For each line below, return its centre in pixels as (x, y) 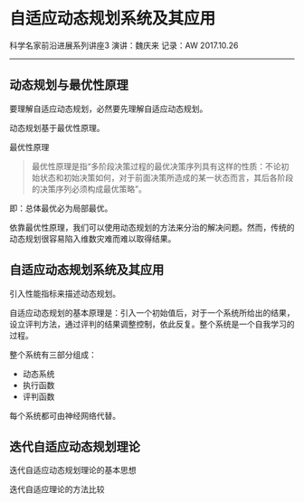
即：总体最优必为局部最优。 (61, 208)
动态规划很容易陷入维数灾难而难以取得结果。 (93, 238)
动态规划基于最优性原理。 (57, 128)
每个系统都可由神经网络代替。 (65, 415)
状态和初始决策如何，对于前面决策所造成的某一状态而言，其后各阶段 (166, 177)
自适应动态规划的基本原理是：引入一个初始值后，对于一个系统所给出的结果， (152, 312)
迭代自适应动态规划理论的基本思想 (73, 470)
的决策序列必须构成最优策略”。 (89, 189)
